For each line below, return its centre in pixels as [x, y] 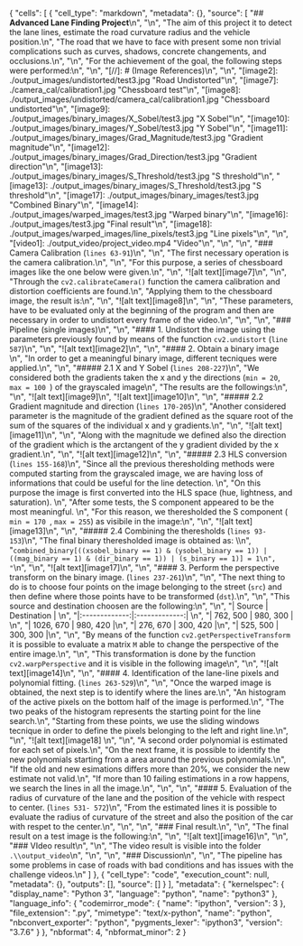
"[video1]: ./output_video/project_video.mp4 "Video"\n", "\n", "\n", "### [141, 243]
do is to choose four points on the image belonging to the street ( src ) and [146, 587]
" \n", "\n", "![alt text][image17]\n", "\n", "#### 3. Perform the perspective [144, 567]
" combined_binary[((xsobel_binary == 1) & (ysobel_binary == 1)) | [138, 550]
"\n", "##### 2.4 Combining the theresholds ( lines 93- [164, 531]
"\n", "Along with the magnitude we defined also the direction [173, 435]
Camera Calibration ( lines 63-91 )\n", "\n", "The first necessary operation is [149, 253]
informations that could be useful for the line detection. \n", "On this [135, 483]
